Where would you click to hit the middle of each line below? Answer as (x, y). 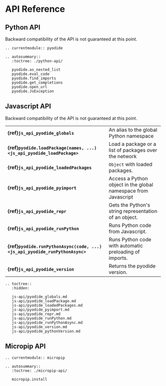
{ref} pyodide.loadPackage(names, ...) (52, 147)
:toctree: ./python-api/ (37, 61)
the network (123, 156)
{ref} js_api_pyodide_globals (41, 133)
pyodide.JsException (33, 91)
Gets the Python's (129, 205)
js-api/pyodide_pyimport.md (41, 310)
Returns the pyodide (132, 266)
